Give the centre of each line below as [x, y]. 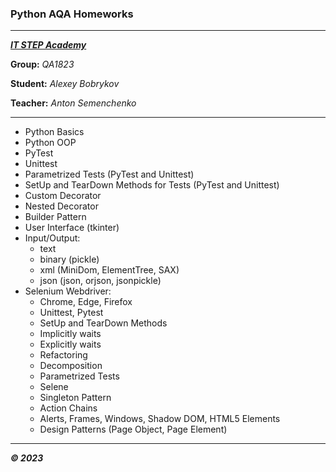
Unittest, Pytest [71, 313]
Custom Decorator [63, 196]
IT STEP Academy [48, 45]
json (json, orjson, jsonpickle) [100, 281]
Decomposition [71, 366]
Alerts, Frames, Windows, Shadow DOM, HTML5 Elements [160, 419]
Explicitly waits [70, 344]
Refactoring [63, 355]
